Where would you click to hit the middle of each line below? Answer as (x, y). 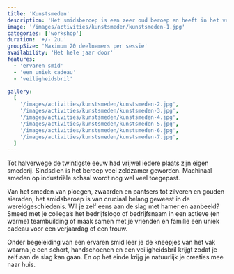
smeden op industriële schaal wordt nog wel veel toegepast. (94, 178)
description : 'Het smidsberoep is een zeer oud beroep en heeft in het (113, 20)
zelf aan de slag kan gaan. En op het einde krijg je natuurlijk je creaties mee (116, 257)
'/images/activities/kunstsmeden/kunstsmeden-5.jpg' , (99, 124)
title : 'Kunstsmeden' (39, 14)
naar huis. (22, 265)
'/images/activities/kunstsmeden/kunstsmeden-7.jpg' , (99, 137)
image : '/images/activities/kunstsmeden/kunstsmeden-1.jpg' (96, 27)
